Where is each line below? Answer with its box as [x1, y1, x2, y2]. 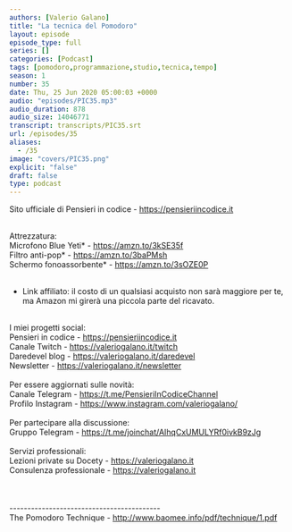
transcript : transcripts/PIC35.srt [9, 122, 142, 131]
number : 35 [9, 80, 50, 89]
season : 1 [9, 72, 46, 80]
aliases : [9, 138, 42, 147]
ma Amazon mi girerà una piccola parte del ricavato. [21, 296, 215, 307]
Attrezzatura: [9, 231, 57, 241]
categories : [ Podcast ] [9, 55, 94, 63]
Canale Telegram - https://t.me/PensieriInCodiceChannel [9, 389, 219, 400]
